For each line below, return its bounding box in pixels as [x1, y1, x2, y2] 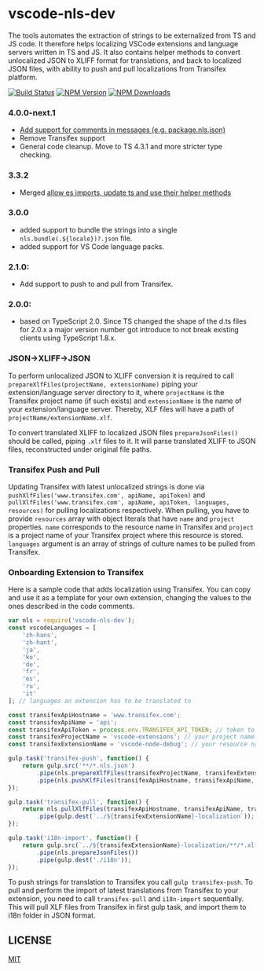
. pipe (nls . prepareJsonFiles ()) [36, 848, 139, 856]
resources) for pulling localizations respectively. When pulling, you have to [8, 506, 250, 515]
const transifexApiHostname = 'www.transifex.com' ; [8, 711, 181, 719]
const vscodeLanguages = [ [8, 624, 97, 632]
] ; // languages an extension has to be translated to [8, 697, 192, 705]
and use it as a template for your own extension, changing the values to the [8, 593, 252, 603]
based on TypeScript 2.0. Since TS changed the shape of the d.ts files [19, 317, 247, 326]
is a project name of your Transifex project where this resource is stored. [8, 531, 244, 540]
